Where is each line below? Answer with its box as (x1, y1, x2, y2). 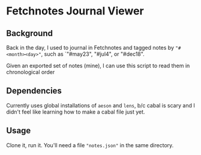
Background (6, 28, 53, 38)
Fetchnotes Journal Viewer (6, 4, 144, 18)
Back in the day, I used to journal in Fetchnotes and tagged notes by (6, 44, 175, 51)
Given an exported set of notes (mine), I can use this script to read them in (6, 62, 190, 69)
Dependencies (6, 86, 62, 96)
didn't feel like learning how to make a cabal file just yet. (6, 108, 145, 115)
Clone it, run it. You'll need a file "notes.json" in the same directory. (6, 141, 174, 148)
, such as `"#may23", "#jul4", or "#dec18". (41, 50, 145, 58)
